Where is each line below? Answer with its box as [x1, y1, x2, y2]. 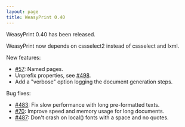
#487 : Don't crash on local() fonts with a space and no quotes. [14, 114, 169, 121]
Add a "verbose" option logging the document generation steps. [14, 78, 173, 85]
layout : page [6, 8, 39, 15]
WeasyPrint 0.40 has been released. [6, 30, 95, 38]
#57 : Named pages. [14, 65, 64, 72]
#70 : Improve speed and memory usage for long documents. [14, 107, 165, 114]
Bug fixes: [6, 89, 31, 97]
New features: [6, 54, 41, 61]
